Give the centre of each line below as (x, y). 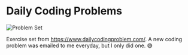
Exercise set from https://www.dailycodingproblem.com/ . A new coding (94, 39)
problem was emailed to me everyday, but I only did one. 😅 (79, 45)
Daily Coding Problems (64, 11)
